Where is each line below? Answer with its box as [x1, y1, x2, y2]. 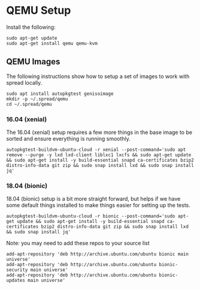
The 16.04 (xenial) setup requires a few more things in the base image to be [6, 129, 193, 136]
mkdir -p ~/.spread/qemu [6, 96, 68, 102]
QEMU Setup [6, 4, 71, 17]
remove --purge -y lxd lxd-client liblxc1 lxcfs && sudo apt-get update [6, 152, 192, 158]
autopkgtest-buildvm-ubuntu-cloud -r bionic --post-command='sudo [6, 213, 175, 219]
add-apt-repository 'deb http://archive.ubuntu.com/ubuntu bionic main [6, 251, 189, 257]
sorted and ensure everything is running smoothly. [6, 135, 131, 142]
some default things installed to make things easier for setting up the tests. [6, 202, 190, 209]
